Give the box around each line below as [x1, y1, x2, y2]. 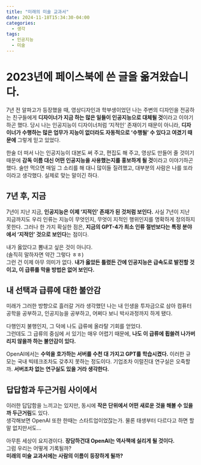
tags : [6, 31, 20, 37]
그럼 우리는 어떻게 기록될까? [6, 445, 72, 452]
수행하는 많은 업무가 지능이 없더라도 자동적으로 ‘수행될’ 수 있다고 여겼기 [22, 129, 187, 136]
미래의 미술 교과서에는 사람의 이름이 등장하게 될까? [6, 452, 124, 460]
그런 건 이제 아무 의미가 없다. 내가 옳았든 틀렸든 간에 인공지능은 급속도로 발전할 [6, 258, 189, 265]
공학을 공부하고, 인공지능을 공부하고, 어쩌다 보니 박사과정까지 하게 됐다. [6, 310, 173, 317]
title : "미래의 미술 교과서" [6, 8, 69, 15]
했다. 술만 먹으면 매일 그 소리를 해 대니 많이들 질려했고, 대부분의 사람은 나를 [6, 164, 182, 171]
